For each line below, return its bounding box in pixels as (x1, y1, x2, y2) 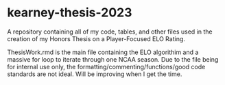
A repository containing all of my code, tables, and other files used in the (7, 27, 213, 36)
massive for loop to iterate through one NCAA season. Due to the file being (7, 55, 219, 63)
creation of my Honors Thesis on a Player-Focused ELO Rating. (7, 34, 185, 42)
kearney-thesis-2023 (7, 5, 132, 21)
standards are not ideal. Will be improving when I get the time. (7, 70, 182, 78)
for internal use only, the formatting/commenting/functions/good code (7, 62, 206, 71)
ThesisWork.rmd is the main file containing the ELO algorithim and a (7, 48, 199, 56)
